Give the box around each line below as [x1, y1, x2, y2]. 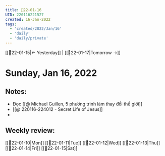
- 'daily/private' [10, 36, 49, 41]
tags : [5, 21, 17, 27]
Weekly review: [5, 126, 56, 135]
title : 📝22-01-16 [5, 7, 42, 13]
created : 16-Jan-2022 [5, 17, 51, 22]
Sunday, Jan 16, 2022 [5, 67, 97, 79]
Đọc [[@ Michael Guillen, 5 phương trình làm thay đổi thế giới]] [12, 101, 143, 107]
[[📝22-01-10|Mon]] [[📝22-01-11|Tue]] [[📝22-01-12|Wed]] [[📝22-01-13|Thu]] [5, 140, 160, 146]
